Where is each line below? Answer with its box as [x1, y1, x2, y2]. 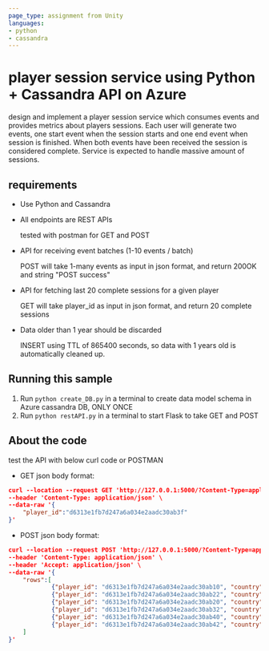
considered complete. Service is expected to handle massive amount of [8, 146, 245, 156]
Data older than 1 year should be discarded [19, 325, 163, 334]
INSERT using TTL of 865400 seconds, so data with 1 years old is [19, 341, 236, 350]
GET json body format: [19, 471, 94, 480]
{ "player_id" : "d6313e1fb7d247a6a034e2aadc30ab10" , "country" [50, 583, 263, 592]
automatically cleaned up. [19, 350, 106, 358]
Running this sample [8, 372, 113, 386]
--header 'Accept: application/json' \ [8, 560, 142, 569]
